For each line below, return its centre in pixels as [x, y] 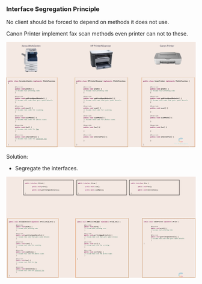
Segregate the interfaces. [46, 168]
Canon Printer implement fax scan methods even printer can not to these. [97, 34]
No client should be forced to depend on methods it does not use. [88, 22]
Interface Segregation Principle [53, 9]
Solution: [17, 157]
